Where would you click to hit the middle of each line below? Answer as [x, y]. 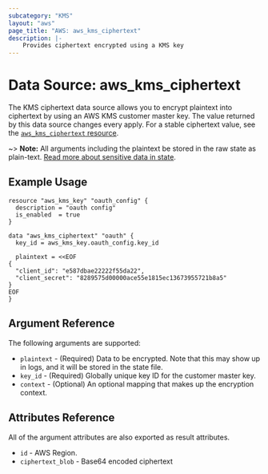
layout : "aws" [32, 23]
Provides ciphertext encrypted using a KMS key [103, 46]
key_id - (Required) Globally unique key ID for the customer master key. [138, 375]
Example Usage [48, 182]
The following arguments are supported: [75, 342]
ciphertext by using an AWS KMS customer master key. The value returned [132, 116]
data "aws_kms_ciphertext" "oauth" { [71, 236]
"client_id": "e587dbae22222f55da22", [80, 271]
